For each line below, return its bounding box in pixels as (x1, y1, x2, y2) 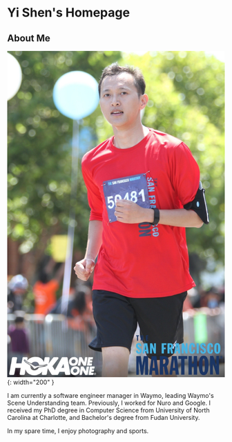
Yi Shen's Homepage (7, 5, 130, 21)
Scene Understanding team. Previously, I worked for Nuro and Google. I (7, 399, 211, 407)
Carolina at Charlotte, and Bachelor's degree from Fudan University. (7, 413, 200, 421)
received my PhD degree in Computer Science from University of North (7, 405, 210, 414)
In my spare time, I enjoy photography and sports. (7, 426, 149, 435)
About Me (7, 32, 50, 44)
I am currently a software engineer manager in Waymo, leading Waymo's (7, 391, 214, 399)
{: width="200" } (7, 378, 55, 386)
